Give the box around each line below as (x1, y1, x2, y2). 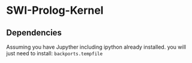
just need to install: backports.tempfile (6, 50, 103, 57)
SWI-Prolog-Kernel (6, 4, 104, 17)
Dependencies (6, 28, 62, 38)
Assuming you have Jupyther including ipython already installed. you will (6, 43, 186, 50)
